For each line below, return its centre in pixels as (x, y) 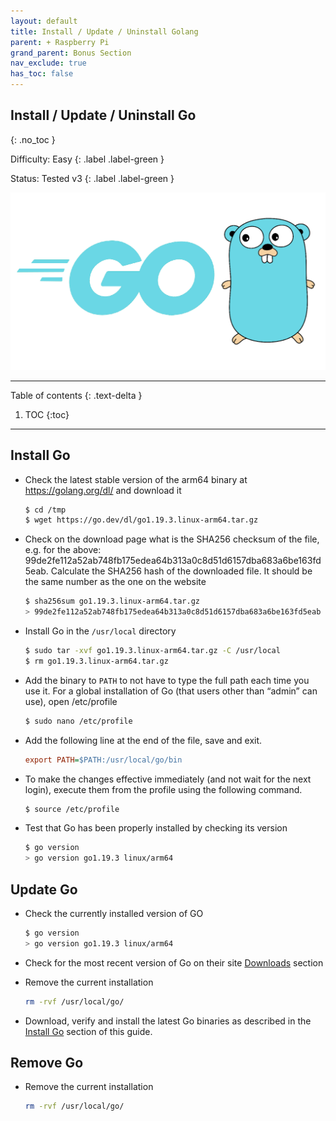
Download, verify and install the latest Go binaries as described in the (168, 1021)
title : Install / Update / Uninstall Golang (104, 31)
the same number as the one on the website (115, 582)
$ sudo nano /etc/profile (78, 721)
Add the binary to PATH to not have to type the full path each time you (167, 680)
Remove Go (47, 1063)
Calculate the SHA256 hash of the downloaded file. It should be (181, 571)
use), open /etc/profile (71, 701)
